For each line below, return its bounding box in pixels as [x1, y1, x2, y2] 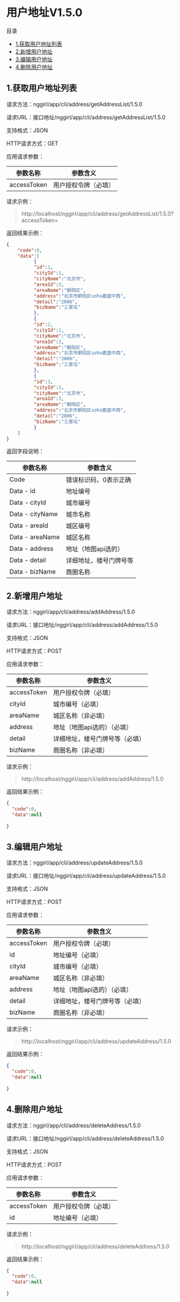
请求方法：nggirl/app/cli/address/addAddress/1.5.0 [6, 608, 135, 615]
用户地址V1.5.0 [6, 6, 83, 20]
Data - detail [9, 556, 46, 564]
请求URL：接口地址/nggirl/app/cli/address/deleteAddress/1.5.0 [6, 1135, 164, 1142]
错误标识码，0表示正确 [66, 476, 132, 484]
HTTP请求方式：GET [6, 140, 59, 147]
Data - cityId [9, 499, 47, 507]
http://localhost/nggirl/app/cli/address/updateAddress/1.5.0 [21, 1038, 171, 1045]
